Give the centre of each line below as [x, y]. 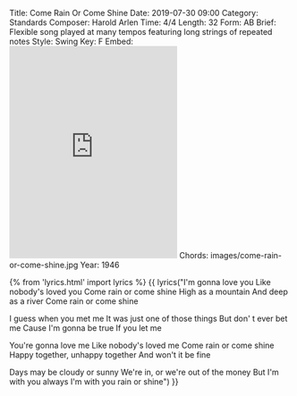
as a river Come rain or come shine [74, 301]
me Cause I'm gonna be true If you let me [86, 328]
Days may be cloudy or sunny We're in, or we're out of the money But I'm [144, 372]
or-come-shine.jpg [44, 265]
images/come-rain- [246, 255]
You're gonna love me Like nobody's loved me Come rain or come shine [142, 345]
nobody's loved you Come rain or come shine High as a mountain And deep [148, 291]
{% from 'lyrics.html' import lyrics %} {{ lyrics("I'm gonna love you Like [140, 282]
